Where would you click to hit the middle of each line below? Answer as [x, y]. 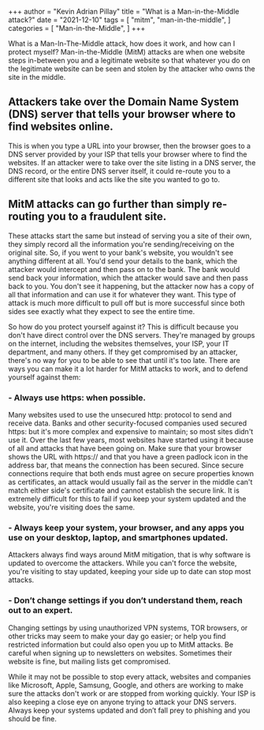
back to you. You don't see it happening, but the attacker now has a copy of [131, 286]
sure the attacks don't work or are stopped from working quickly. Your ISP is [132, 693]
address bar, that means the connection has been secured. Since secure [126, 465]
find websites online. [61, 127]
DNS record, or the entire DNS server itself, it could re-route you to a [119, 171]
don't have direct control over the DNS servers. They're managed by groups [132, 335]
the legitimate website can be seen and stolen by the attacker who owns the [132, 69]
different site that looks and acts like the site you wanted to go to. [114, 179]
